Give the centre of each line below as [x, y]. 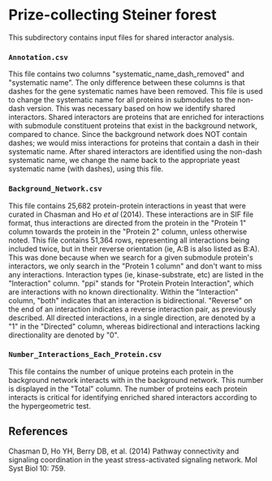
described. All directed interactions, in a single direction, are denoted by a [132, 317]
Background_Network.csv [56, 189]
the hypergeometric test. [50, 406]
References [38, 432]
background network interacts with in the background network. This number [136, 380]
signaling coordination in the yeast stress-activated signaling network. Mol [133, 459]
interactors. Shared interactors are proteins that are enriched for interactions [136, 117]
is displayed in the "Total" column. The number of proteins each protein [128, 389]
